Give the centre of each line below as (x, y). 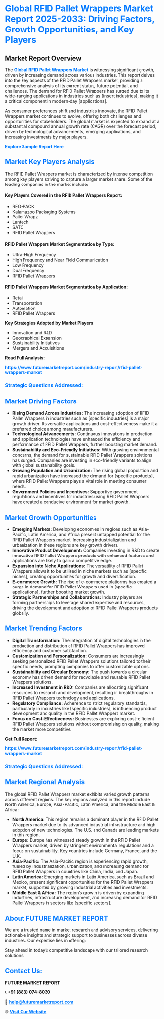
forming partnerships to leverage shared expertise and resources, (79, 602)
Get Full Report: (21, 739)
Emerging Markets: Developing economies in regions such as (75, 529)
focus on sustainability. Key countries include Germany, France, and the (85, 850)
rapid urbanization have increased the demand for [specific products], (83, 476)
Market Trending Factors (44, 629)
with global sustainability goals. (44, 465)
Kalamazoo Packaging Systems (44, 212)
